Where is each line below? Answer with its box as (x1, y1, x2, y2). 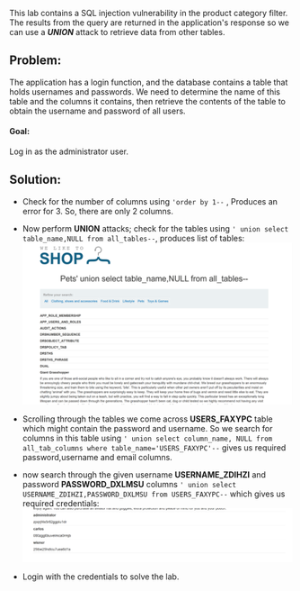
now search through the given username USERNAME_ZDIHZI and (22, 468, 267, 480)
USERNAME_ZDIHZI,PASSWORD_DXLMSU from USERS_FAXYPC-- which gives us (22, 488, 286, 499)
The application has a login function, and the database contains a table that (9, 77, 288, 87)
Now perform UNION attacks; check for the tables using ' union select (22, 223, 289, 233)
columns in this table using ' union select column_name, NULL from (22, 432, 273, 443)
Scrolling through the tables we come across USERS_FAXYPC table (22, 414, 273, 424)
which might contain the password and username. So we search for (22, 423, 273, 433)
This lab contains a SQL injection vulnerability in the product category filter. (9, 8, 288, 18)
